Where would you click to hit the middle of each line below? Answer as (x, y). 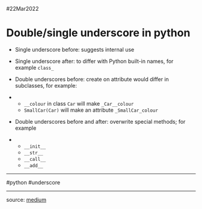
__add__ (33, 165)
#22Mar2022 (23, 9)
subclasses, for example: (46, 85)
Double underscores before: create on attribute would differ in (92, 79)
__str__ (33, 153)
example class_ (34, 67)
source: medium (26, 199)
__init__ (35, 147)
